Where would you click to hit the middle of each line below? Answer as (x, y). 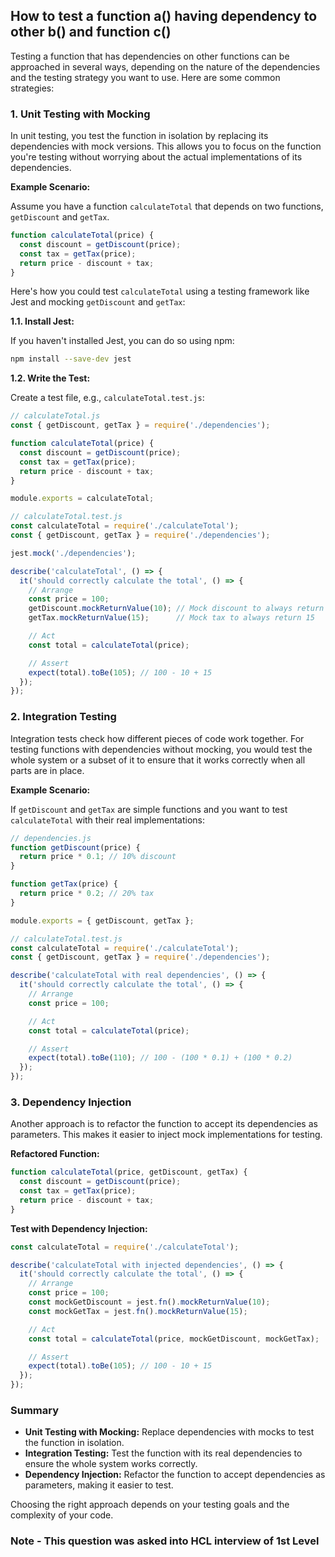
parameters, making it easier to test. (99, 1485)
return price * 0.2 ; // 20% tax (87, 894)
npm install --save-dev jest (71, 359)
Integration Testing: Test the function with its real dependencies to (163, 1453)
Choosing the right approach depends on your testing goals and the (150, 1505)
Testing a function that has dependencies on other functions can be (150, 56)
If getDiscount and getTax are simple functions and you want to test (149, 809)
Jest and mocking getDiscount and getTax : (98, 302)
